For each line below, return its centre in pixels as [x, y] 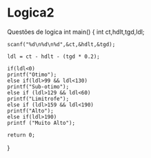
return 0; [21, 135]
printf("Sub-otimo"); [38, 87]
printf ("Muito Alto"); [41, 123]
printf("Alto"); [30, 111]
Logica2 [31, 13]
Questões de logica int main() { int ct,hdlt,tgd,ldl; [76, 32]
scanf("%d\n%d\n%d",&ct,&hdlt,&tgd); [61, 44]
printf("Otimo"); [32, 75]
